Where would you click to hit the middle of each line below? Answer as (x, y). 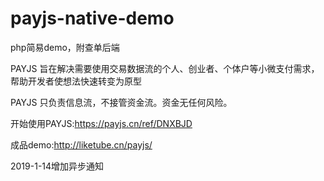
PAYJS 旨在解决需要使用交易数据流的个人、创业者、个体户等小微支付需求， (165, 68)
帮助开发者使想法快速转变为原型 (76, 81)
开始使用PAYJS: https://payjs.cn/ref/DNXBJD (101, 123)
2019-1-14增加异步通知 (57, 166)
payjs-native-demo (92, 18)
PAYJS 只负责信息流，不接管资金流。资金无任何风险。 (121, 102)
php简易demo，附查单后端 (65, 47)
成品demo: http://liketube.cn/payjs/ (81, 144)
